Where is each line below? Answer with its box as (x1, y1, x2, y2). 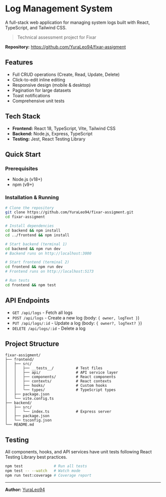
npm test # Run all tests (5, 464, 87, 469)
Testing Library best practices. (5, 454, 68, 460)
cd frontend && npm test (5, 282, 56, 288)
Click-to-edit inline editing (12, 76, 65, 82)
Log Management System (5, 3, 113, 14)
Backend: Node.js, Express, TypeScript (12, 130, 93, 136)
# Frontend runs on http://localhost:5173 (5, 269, 94, 274)
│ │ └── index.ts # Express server (5, 409, 112, 414)
